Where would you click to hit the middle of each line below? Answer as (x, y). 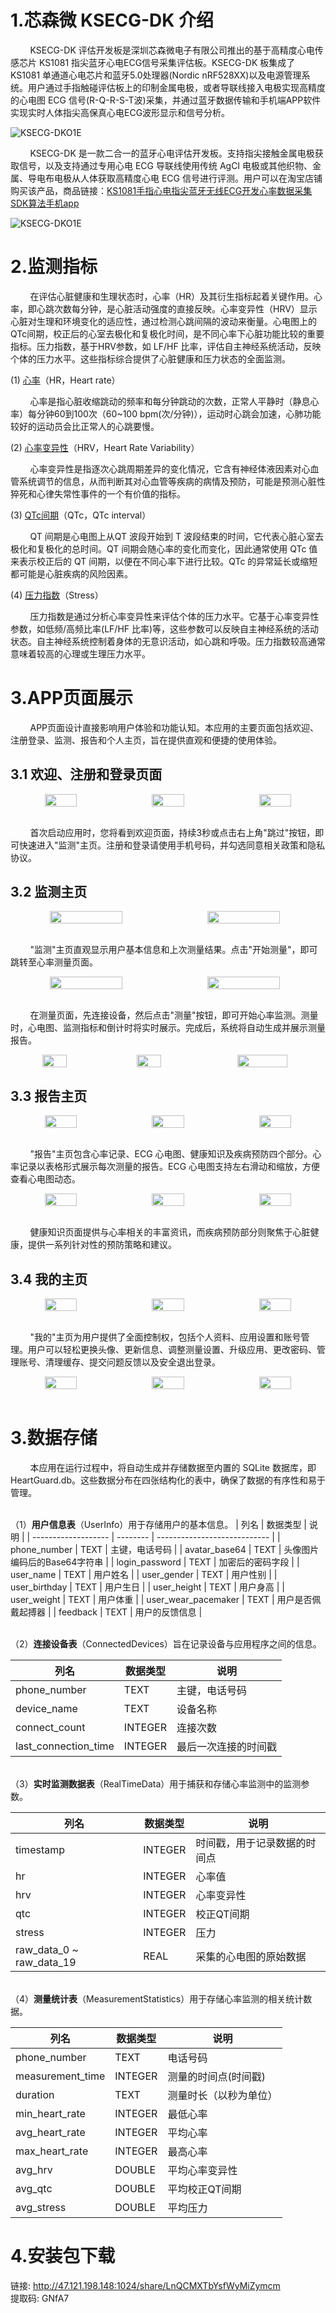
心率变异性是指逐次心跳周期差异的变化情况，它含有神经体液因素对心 (170, 468)
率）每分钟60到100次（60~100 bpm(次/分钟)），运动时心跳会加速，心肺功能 (166, 413)
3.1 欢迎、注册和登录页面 (86, 774)
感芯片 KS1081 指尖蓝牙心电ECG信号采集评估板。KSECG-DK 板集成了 (153, 62)
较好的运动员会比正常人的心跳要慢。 (85, 426)
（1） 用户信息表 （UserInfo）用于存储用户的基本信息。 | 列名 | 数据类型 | (159, 1524)
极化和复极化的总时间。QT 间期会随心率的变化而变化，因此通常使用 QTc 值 (164, 548)
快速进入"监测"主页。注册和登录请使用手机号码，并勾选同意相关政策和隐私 (172, 845)
